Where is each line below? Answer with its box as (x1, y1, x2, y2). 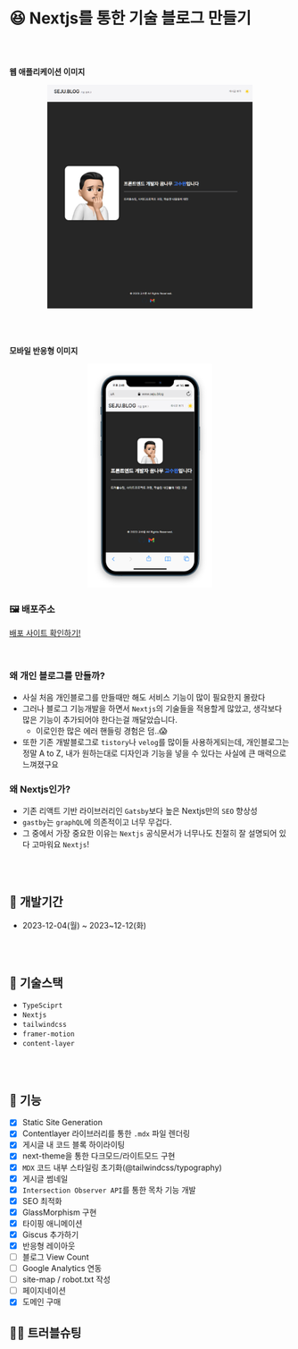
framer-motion (21, 1030, 75, 1039)
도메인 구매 (21, 1296, 62, 1307)
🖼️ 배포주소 (9, 603, 55, 615)
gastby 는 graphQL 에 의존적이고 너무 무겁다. (21, 816, 172, 827)
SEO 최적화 (21, 1195, 62, 1206)
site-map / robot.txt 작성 (21, 1274, 112, 1285)
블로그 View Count (21, 1251, 89, 1262)
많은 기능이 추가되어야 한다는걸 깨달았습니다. (21, 714, 178, 725)
